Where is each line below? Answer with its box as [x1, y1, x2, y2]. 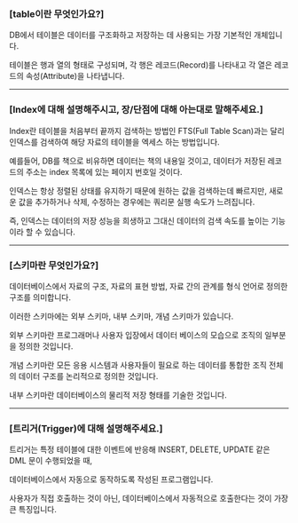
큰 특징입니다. [9, 504, 58, 515]
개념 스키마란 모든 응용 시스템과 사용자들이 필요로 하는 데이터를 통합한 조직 [9, 360, 268, 370]
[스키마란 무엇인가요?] [9, 259, 99, 272]
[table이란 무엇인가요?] [9, 7, 105, 20]
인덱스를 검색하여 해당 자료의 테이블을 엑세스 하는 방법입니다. [9, 136, 220, 147]
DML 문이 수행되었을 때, [9, 456, 93, 466]
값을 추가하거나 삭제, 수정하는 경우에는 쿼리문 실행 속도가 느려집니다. [18, 196, 255, 207]
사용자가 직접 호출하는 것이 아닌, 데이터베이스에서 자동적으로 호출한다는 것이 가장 [9, 493, 289, 503]
